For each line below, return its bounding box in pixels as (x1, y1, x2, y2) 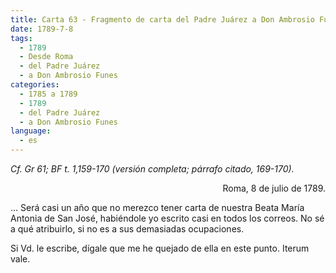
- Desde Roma (19, 52, 74, 62)
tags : (10, 33, 33, 43)
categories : (10, 80, 60, 90)
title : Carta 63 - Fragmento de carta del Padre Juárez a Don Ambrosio (10, 14, 315, 25)
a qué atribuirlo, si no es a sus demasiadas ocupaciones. (10, 223, 245, 235)
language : (10, 126, 52, 136)
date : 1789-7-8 (10, 24, 74, 34)
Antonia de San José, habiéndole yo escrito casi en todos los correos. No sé (10, 212, 325, 224)
